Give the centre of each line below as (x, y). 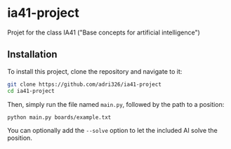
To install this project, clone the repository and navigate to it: (95, 71)
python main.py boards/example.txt (59, 117)
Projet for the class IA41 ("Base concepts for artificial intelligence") (104, 32)
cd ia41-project (31, 91)
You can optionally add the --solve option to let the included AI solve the (112, 131)
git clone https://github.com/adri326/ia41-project (84, 84)
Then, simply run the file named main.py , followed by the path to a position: (116, 104)
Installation (32, 54)
